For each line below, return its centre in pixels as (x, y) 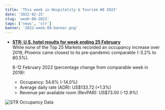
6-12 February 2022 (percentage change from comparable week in (80, 68)
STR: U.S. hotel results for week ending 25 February (66, 42)
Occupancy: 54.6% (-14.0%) (49, 82)
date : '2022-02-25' (25, 14)
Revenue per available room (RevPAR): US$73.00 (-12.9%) (79, 93)
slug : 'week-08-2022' (27, 19)
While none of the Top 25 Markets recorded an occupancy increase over (86, 47)
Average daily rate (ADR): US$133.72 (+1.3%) (66, 87)
